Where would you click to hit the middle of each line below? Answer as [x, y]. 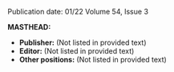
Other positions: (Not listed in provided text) [93, 60]
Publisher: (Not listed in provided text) [83, 42]
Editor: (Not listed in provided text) [77, 51]
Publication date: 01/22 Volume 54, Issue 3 [78, 12]
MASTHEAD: [29, 27]
